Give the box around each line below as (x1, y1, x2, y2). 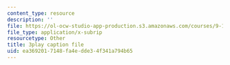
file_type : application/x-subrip (7, 28, 103, 36)
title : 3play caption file (7, 41, 84, 48)
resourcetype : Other (7, 35, 66, 42)
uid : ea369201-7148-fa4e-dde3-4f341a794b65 (7, 48, 133, 55)
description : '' (7, 16, 53, 23)
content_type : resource (7, 9, 75, 17)
